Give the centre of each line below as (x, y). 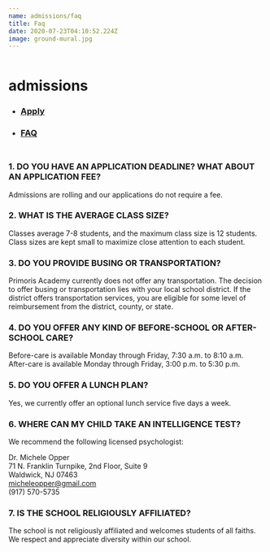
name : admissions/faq (45, 16)
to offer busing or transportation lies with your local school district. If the (130, 289)
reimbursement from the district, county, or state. (91, 306)
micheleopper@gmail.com (52, 483)
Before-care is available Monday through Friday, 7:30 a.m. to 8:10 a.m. (126, 355)
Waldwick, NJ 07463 (43, 474)
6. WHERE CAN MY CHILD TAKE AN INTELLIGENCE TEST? (125, 424)
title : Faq (27, 24)
